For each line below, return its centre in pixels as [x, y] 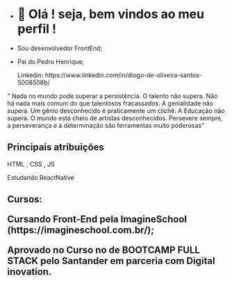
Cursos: [25, 200]
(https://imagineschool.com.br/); [81, 230]
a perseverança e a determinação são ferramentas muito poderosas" [106, 125]
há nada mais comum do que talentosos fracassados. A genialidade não [110, 103]
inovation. [30, 272]
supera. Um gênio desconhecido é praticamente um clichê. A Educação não [116, 110]
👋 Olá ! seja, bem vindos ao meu [111, 14]
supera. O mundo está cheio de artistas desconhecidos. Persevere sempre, [115, 118]
